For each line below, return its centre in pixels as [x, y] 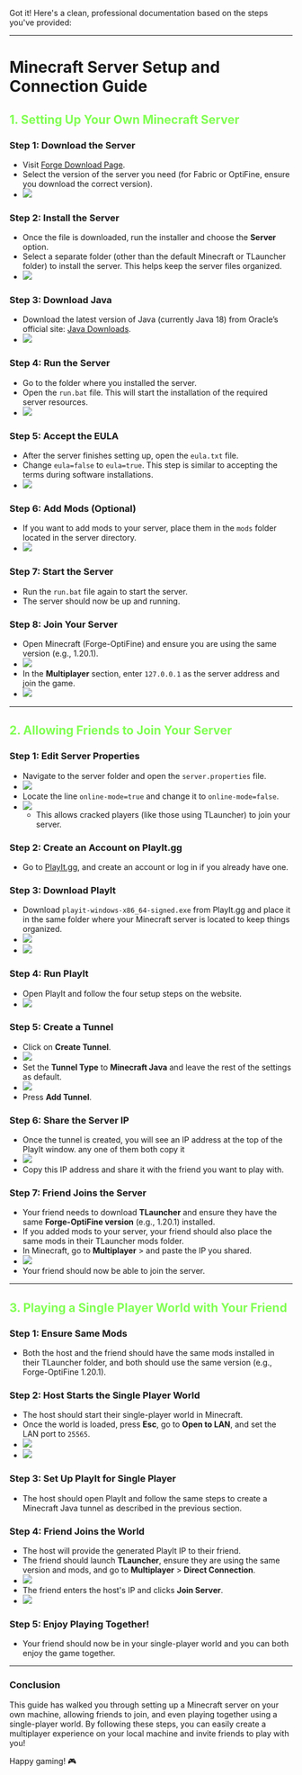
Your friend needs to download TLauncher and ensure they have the [149, 1213]
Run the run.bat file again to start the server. [105, 591]
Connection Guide [79, 87]
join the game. [49, 683]
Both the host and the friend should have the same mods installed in [148, 1353]
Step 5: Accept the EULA [64, 435]
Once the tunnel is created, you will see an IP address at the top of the [152, 1140]
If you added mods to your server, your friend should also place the [147, 1232]
